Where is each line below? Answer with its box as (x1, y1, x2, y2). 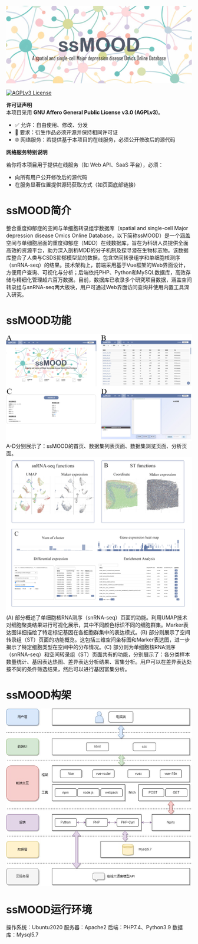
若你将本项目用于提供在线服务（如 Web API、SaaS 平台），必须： (6, 161, 164, 168)
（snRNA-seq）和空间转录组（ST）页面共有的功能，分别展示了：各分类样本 (6, 651, 190, 658)
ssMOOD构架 (6, 689, 72, 702)
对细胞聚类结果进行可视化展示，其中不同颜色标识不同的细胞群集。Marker (6, 621, 184, 628)
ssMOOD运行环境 (6, 903, 93, 916)
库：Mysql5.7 (6, 931, 39, 938)
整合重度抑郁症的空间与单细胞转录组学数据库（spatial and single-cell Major (6, 224, 189, 231)
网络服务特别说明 (6, 148, 48, 156)
